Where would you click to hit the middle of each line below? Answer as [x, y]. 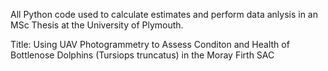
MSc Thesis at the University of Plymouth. [97, 25]
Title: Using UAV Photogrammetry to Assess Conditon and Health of [150, 44]
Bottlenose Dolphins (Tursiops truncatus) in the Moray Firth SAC [142, 55]
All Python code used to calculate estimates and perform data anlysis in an [164, 14]
